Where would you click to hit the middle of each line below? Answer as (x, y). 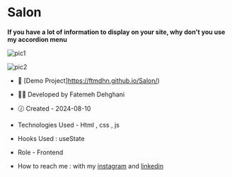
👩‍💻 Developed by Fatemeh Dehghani (71, 94)
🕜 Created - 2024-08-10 (54, 108)
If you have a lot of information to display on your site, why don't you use (116, 32)
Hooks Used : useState (51, 138)
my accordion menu (37, 39)
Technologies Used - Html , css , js (69, 125)
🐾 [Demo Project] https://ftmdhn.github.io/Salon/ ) (89, 80)
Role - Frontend (40, 152)
